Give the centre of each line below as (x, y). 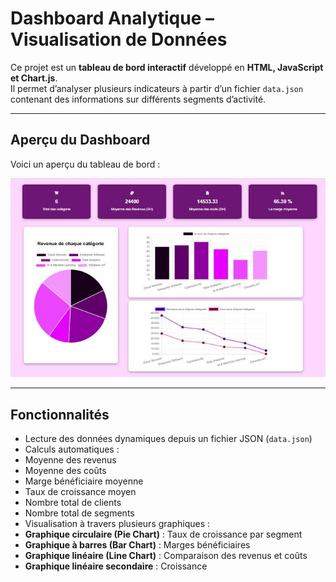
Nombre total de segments (79, 513)
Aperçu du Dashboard (80, 140)
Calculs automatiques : (72, 449)
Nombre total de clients (73, 502)
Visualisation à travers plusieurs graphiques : (117, 523)
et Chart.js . (34, 78)
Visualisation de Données (119, 39)
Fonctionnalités (60, 414)
